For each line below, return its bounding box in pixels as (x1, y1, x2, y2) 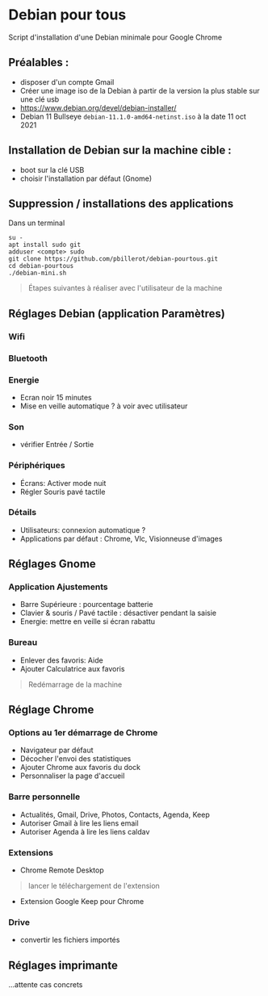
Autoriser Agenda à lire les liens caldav (19, 827, 150, 836)
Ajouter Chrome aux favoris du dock (19, 763, 141, 772)
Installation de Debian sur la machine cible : (8, 144, 232, 157)
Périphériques (8, 460, 66, 471)
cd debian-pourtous (8, 262, 74, 270)
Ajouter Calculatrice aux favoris (19, 663, 125, 673)
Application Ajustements (8, 581, 108, 592)
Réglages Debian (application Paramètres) (8, 307, 226, 320)
